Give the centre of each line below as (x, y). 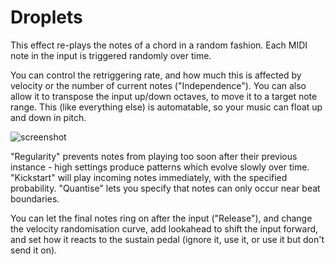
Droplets (46, 17)
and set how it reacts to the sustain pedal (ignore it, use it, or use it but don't (167, 239)
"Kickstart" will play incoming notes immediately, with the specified (149, 177)
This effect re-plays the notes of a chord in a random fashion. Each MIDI (159, 45)
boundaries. (35, 198)
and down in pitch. (48, 117)
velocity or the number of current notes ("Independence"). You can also (158, 85)
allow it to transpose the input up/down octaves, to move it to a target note (164, 96)
